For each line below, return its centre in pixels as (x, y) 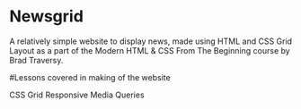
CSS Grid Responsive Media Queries (77, 95)
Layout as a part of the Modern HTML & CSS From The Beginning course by (150, 50)
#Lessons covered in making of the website (90, 77)
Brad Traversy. (36, 60)
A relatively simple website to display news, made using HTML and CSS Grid (151, 41)
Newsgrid (46, 17)
